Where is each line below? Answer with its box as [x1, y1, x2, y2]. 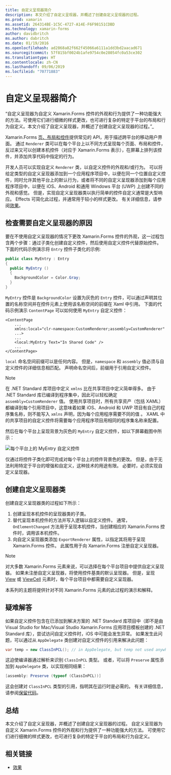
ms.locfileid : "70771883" [5, 69, 60, 74]
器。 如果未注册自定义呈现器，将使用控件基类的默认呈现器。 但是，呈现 [5, 569, 155, 576]
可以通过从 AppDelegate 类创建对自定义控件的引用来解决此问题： [14, 637, 149, 643]
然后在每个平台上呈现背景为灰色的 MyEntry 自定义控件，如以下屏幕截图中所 [5, 428, 162, 434]
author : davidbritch [5, 31, 49, 36]
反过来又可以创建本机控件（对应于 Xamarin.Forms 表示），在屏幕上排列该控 [5, 146, 162, 153]
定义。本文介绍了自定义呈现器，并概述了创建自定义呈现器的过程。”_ [14, 123, 154, 129]
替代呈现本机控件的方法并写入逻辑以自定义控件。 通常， [12, 517, 130, 523]
